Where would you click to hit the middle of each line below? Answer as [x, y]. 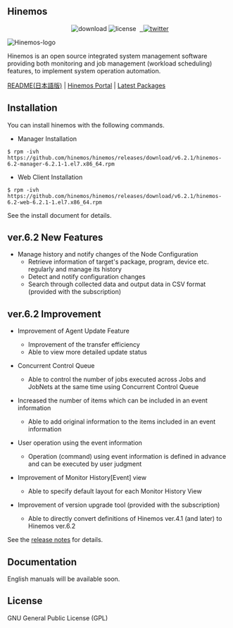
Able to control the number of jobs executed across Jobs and [117, 379]
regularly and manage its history [75, 269]
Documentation [42, 562]
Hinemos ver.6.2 [52, 526]
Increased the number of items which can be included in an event [112, 400]
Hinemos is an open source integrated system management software [107, 56]
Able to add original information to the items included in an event [122, 421]
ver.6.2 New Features [55, 238]
